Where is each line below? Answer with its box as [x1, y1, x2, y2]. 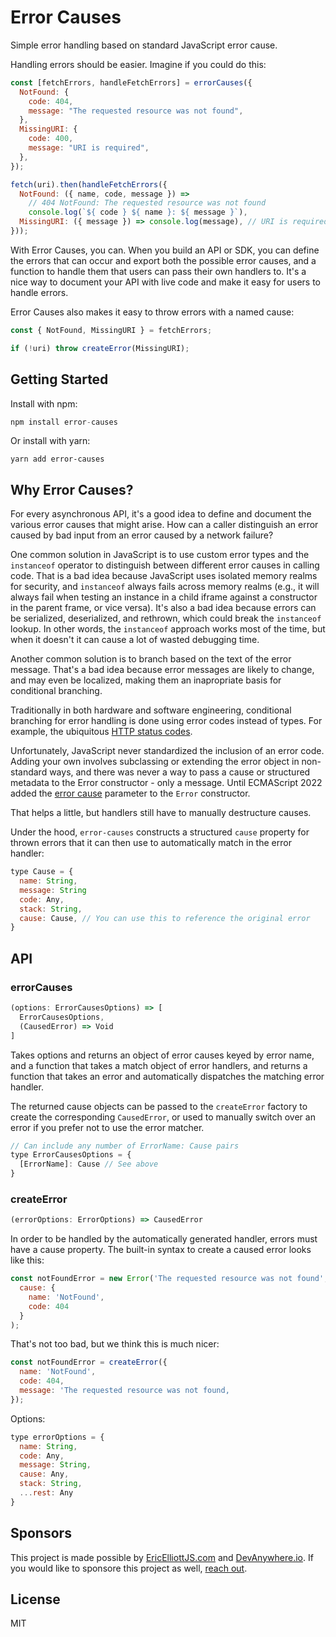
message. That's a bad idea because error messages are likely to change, [10, 664, 315, 676]
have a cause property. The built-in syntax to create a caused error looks [10, 1244, 312, 1256]
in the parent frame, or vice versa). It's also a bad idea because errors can [10, 602, 317, 614]
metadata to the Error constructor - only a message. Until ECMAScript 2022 [10, 777, 323, 789]
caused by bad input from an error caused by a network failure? [10, 529, 274, 541]
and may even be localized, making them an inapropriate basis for [10, 674, 282, 686]
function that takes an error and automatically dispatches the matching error [10, 1070, 325, 1082]
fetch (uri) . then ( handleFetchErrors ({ [10, 179, 168, 190]
